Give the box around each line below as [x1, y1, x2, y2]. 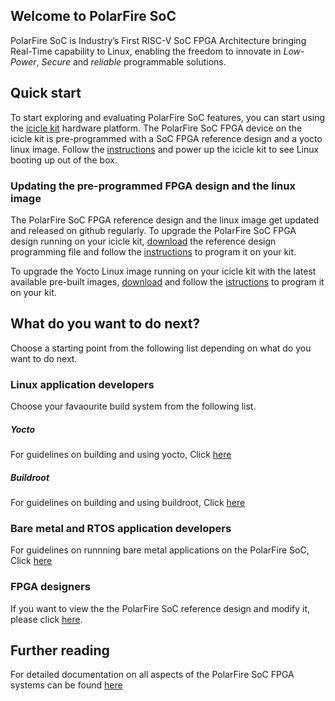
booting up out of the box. [10, 154, 118, 166]
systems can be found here [10, 679, 123, 691]
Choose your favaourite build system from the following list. [10, 400, 257, 413]
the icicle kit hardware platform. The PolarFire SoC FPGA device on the [10, 122, 303, 134]
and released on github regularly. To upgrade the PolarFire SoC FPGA [10, 224, 297, 236]
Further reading [10, 642, 110, 659]
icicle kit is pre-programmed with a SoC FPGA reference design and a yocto [10, 132, 323, 144]
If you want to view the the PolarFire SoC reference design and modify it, [10, 602, 311, 614]
